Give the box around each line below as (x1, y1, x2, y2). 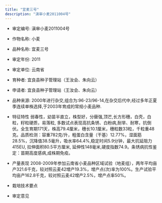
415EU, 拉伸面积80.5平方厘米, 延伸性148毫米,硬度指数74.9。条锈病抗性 (12, 144, 153, 150)
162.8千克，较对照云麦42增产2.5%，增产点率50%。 (25, 172, 129, 178)
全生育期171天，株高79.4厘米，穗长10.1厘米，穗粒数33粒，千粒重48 (20, 126, 155, 131)
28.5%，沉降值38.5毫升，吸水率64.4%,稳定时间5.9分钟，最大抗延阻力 (12, 138, 152, 144)
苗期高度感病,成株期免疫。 (20, 150, 73, 156)
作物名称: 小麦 (12, 36, 40, 42)
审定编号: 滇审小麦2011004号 (12, 25, 70, 31)
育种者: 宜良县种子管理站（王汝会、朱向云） (12, 77, 100, 83)
